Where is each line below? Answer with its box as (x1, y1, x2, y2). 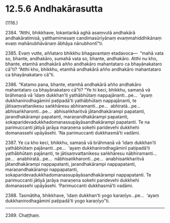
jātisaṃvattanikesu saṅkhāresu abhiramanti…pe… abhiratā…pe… (5, 103, 141, 109)
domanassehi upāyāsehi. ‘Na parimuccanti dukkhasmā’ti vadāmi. (5, 129, 141, 136)
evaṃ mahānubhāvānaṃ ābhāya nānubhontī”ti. (5, 40, 104, 46)
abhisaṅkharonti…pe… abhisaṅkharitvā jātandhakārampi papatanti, (5, 108, 146, 114)
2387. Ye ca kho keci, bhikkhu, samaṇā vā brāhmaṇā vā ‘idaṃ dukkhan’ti (5, 140, 156, 146)
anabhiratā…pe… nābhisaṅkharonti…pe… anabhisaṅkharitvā (17, 155, 144, 162)
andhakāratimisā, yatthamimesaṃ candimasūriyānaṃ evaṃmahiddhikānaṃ (5, 35, 162, 41)
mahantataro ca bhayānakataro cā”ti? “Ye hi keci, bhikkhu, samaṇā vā (5, 86, 151, 93)
